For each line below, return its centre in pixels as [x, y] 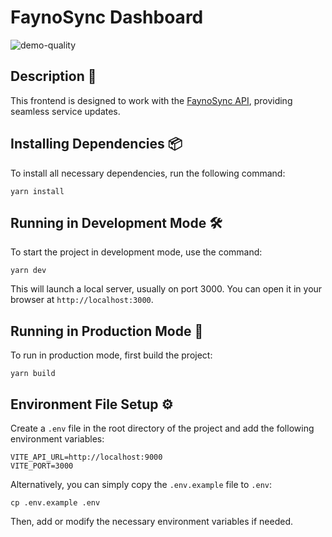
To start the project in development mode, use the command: [136, 252]
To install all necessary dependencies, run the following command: [148, 173]
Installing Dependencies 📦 [96, 144]
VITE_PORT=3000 [42, 466]
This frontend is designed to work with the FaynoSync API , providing [151, 100]
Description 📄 [53, 76]
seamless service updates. [65, 111]
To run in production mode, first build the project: [111, 355]
